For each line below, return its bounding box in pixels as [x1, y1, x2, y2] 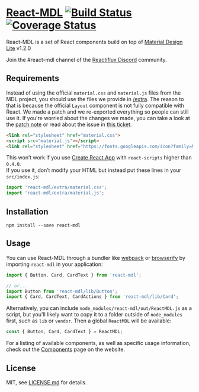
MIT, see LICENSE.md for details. [6, 378, 87, 386]
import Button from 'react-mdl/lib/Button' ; [6, 288, 118, 294]
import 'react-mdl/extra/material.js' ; [6, 190, 105, 196]
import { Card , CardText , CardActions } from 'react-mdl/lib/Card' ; [6, 294, 179, 300]
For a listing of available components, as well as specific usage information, [6, 340, 191, 347]
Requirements [6, 73, 59, 83]
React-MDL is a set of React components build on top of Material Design [6, 38, 183, 45]
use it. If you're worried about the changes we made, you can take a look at [6, 114, 191, 121]
